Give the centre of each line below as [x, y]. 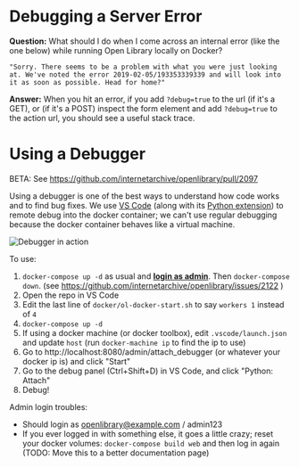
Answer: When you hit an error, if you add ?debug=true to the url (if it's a [142, 99]
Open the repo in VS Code [71, 295]
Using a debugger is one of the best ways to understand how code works [144, 196]
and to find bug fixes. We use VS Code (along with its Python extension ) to [146, 205]
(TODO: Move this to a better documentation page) [116, 453]
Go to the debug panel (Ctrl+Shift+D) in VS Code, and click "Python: [148, 371]
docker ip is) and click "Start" [76, 361]
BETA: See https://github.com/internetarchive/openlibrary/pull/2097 [134, 178]
